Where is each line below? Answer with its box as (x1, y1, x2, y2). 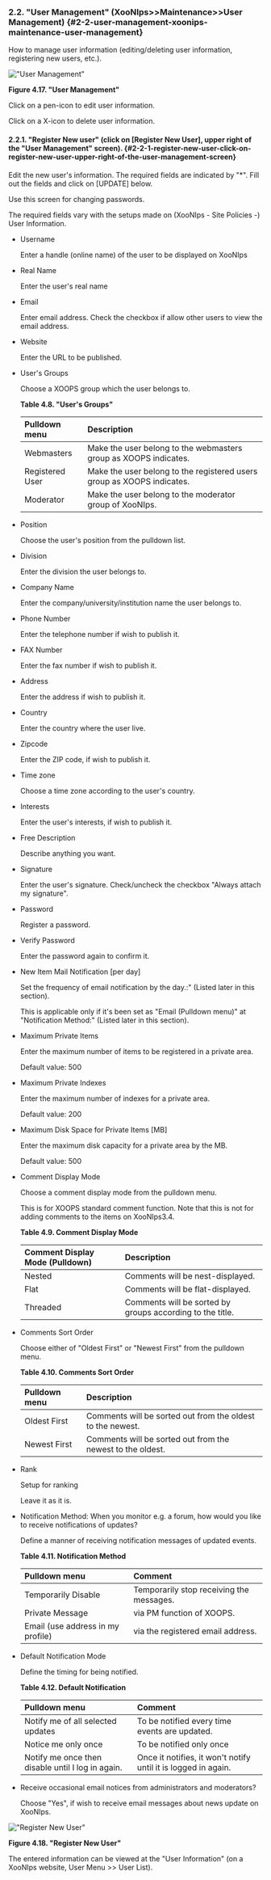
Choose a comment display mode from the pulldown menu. (19, 1187, 218, 1197)
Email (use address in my (23, 1620, 119, 1631)
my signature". (19, 888, 69, 898)
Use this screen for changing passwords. (8, 194, 145, 204)
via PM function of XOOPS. (132, 1607, 236, 1618)
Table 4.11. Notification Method (19, 1551, 127, 1561)
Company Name (19, 582, 74, 592)
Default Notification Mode (19, 1651, 106, 1661)
